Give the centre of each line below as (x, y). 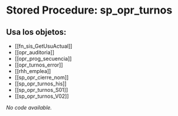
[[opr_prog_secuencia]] (43, 59)
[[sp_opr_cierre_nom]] (42, 77)
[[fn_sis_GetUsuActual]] (43, 46)
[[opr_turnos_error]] (39, 65)
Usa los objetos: (36, 32)
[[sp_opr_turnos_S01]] (41, 90)
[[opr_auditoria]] (34, 52)
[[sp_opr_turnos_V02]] (42, 96)
